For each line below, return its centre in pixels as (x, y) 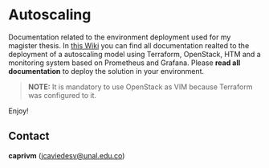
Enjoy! (19, 111)
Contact (29, 136)
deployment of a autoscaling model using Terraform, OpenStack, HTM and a (134, 54)
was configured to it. (62, 95)
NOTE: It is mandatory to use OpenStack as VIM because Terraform (140, 87)
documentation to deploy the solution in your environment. (106, 71)
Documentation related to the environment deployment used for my (120, 37)
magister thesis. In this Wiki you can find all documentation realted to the (129, 45)
